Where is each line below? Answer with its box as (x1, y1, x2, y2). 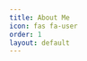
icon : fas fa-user (9, 22, 78, 30)
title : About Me (9, 13, 70, 22)
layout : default (9, 38, 70, 48)
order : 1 (9, 30, 42, 39)
